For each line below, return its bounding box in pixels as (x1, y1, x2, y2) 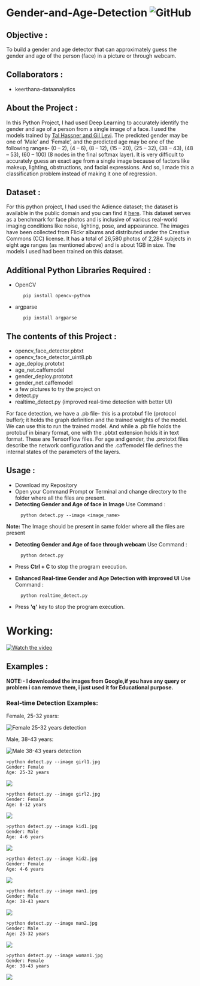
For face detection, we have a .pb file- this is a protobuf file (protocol (6, 410, 177, 417)
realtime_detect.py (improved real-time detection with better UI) (14, 398, 172, 405)
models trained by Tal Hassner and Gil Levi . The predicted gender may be (6, 132, 188, 139)
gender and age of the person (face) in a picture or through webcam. (6, 52, 177, 59)
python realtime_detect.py (20, 592, 88, 599)
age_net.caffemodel (14, 366, 65, 374)
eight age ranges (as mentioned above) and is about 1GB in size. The (6, 241, 176, 249)
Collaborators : (6, 70, 63, 80)
